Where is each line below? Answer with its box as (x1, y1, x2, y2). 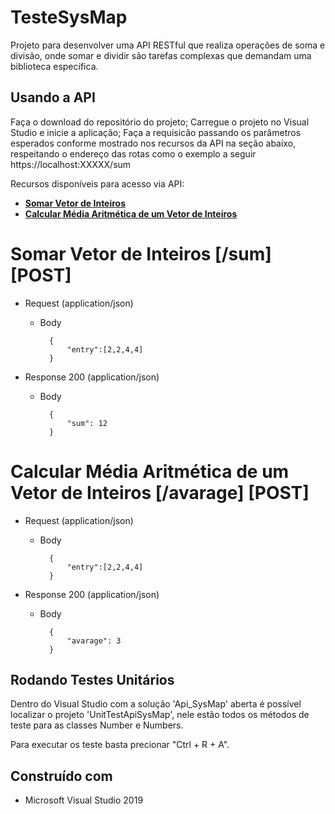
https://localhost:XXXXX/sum (10, 158, 132, 170)
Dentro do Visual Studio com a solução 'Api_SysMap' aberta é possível (10, 698, 302, 710)
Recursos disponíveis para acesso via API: (10, 177, 185, 190)
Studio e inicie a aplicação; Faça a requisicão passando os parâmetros (10, 126, 302, 138)
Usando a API (10, 89, 96, 106)
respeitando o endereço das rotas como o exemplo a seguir (10, 147, 257, 160)
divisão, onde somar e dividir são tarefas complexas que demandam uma (10, 49, 312, 61)
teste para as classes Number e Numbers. (10, 719, 184, 731)
